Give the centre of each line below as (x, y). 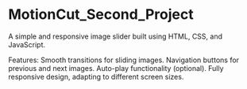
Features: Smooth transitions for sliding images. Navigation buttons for (124, 60)
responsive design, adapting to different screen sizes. (96, 76)
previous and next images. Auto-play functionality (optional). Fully (116, 68)
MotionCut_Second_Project (101, 15)
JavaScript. (27, 44)
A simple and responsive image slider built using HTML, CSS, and (116, 36)
